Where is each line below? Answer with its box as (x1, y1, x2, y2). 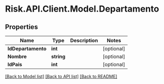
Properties (5, 23, 38, 31)
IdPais (7, 61, 23, 67)
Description (70, 37, 98, 44)
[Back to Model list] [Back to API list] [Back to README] (5, 74, 117, 79)
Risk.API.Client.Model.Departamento (5, 3, 159, 15)
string (51, 53, 66, 60)
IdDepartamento (7, 45, 47, 52)
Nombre (7, 53, 27, 60)
